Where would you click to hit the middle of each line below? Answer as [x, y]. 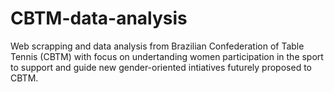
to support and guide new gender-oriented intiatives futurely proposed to [161, 67]
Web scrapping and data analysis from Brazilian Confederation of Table [157, 46]
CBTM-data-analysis [99, 18]
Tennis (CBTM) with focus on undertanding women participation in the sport [167, 56]
